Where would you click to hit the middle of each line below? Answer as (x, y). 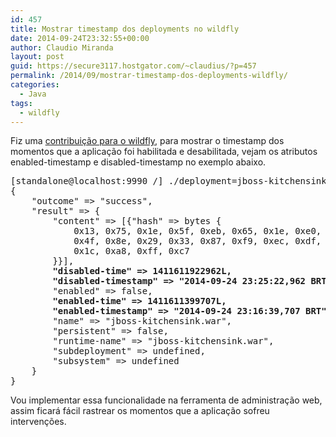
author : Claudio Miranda (62, 47)
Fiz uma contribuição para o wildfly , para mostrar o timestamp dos (147, 141)
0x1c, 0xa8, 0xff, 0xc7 (131, 251)
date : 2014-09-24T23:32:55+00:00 (80, 38)
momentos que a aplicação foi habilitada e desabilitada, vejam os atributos (164, 152)
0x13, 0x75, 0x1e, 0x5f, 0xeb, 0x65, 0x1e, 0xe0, (197, 231)
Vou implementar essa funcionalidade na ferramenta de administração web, (166, 400)
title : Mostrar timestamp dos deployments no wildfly (125, 29)
